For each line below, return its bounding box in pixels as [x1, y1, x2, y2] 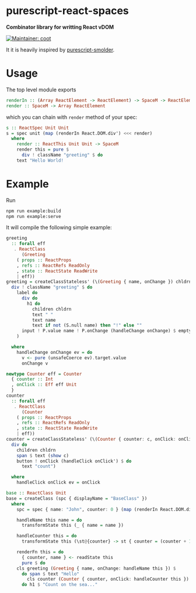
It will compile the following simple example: [6, 224, 112, 231]
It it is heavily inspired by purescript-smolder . [6, 46, 115, 53]
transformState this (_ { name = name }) [21, 523, 124, 529]
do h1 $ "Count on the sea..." [21, 582, 98, 588]
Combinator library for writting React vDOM [6, 23, 114, 30]
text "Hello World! [16, 157, 64, 163]
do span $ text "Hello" [21, 571, 80, 577]
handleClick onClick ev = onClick [16, 479, 100, 486]
